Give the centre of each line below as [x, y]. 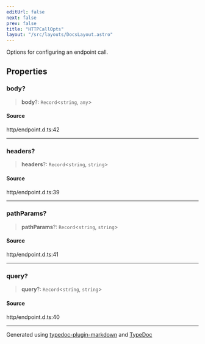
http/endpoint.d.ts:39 [33, 192]
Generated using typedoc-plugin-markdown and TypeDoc [79, 334]
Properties [27, 71]
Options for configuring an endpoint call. [57, 52]
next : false [21, 18]
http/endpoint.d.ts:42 [33, 130]
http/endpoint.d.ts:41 [33, 255]
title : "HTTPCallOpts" [35, 29]
